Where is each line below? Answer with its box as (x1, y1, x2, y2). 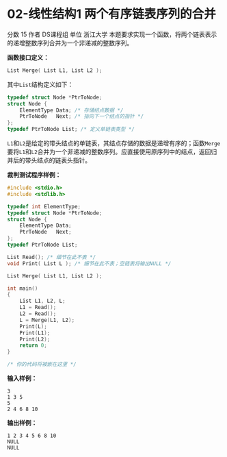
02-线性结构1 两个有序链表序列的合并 (7, 6, 217, 22)
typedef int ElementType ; (7, 203, 81, 210)
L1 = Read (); (19, 304, 57, 311)
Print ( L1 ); (19, 330, 51, 336)
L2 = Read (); (19, 310, 57, 317)
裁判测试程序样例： (7, 171, 62, 179)
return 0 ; (19, 342, 48, 349)
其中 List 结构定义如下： (7, 80, 74, 88)
